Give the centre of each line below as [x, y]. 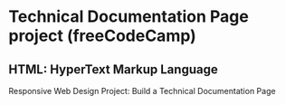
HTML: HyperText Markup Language [113, 69]
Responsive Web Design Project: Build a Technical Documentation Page [142, 91]
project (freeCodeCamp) [102, 36]
